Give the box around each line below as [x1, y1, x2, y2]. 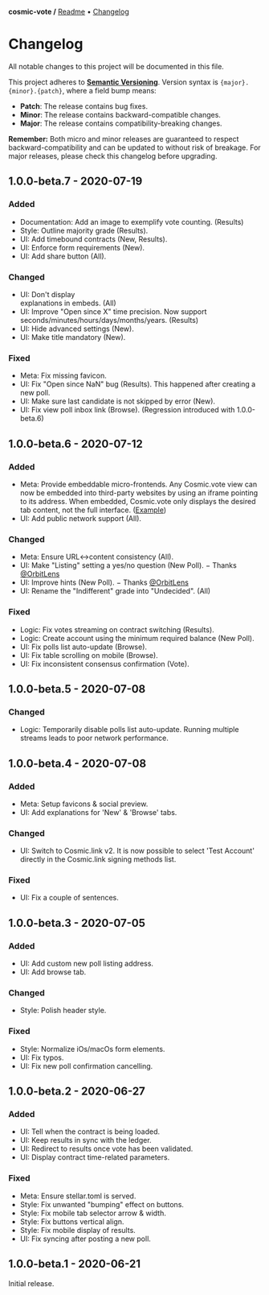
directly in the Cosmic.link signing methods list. [19, 854, 177, 864]
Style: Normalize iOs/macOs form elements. [19, 1044, 165, 1053]
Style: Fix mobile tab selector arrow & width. [19, 1208, 167, 1218]
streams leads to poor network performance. [19, 733, 169, 743]
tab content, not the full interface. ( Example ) [19, 505, 167, 515]
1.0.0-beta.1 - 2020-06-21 [8, 1257, 141, 1271]
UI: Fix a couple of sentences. [19, 893, 119, 903]
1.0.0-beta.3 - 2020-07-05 [8, 916, 146, 929]
